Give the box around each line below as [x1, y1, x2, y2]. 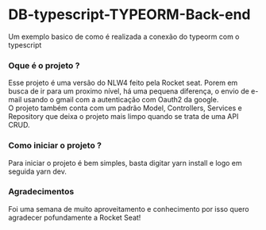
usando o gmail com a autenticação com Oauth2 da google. [23, 95, 219, 105]
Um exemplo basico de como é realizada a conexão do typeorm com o [8, 32, 240, 41]
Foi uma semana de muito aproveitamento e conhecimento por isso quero [8, 204, 249, 213]
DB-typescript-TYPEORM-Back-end [8, 6, 252, 24]
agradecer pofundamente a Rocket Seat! [8, 213, 141, 222]
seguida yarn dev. [8, 167, 67, 176]
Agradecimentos [8, 186, 75, 197]
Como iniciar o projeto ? [8, 140, 102, 151]
